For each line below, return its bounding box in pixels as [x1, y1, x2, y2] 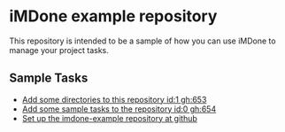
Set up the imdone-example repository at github [21, 113, 197, 123]
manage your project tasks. [9, 44, 109, 55]
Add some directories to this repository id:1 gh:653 [21, 94, 207, 105]
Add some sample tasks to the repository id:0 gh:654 [21, 104, 217, 114]
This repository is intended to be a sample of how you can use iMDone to [9, 35, 276, 46]
